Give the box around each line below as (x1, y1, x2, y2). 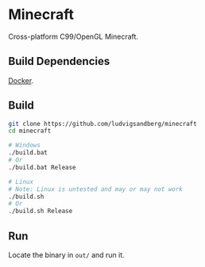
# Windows (8, 141, 41, 150)
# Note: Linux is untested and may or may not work (8, 185, 183, 193)
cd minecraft (8, 127, 52, 135)
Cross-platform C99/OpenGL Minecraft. (8, 32, 139, 41)
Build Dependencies (8, 55, 110, 68)
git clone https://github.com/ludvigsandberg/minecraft (8, 120, 197, 128)
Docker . (8, 75, 34, 85)
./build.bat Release (8, 163, 77, 171)
